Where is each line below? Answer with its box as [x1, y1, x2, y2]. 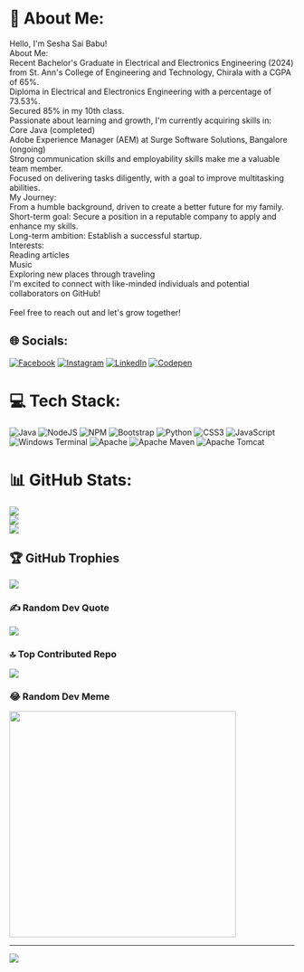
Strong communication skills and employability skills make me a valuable [9, 153, 280, 164]
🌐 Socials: [9, 334, 69, 349]
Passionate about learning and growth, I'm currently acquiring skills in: [9, 115, 272, 126]
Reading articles [9, 249, 70, 260]
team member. [9, 163, 63, 174]
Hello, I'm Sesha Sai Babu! [9, 38, 108, 49]
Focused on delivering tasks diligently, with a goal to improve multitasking [9, 172, 285, 184]
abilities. [9, 182, 41, 193]
